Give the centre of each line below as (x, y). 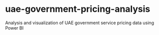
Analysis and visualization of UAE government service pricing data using (80, 23)
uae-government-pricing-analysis (78, 9)
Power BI (14, 28)
